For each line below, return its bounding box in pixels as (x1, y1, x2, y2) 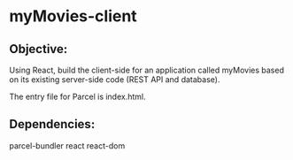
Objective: (9, 42, 68, 57)
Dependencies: (9, 117, 96, 132)
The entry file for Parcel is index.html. (9, 91, 146, 102)
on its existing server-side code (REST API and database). (9, 74, 220, 85)
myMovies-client (9, 6, 137, 27)
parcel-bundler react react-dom (9, 140, 126, 151)
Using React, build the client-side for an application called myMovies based (9, 65, 285, 75)
